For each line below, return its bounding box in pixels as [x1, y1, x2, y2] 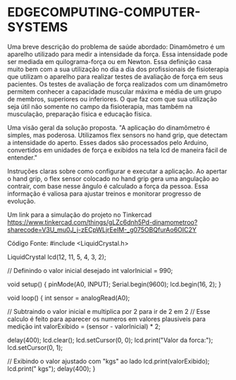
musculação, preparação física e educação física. [7, 110, 152, 118]
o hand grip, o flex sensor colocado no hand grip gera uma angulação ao [7, 174, 219, 183]
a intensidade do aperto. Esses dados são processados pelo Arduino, [7, 138, 209, 146]
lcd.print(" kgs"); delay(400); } [7, 364, 96, 373]
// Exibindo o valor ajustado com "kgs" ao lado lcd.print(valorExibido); [7, 357, 210, 365]
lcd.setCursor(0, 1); [7, 343, 63, 352]
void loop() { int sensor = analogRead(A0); [7, 293, 130, 302]
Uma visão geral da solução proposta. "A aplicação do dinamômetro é [7, 123, 211, 132]
